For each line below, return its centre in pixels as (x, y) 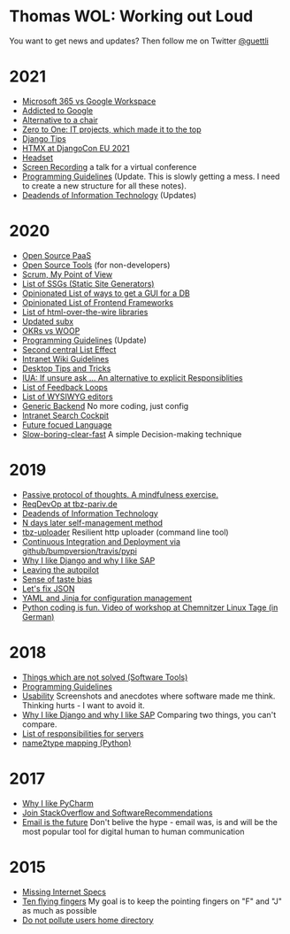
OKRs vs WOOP (51, 330)
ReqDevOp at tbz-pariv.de (69, 504)
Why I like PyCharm (58, 803)
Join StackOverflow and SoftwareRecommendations (117, 813)
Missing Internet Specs (64, 892)
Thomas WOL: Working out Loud (131, 16)
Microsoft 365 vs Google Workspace (89, 101)
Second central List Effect (69, 349)
